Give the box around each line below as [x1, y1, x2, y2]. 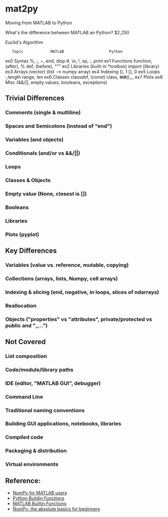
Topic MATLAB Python [12, 49, 123, 54]
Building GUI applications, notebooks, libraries [5, 420, 122, 427]
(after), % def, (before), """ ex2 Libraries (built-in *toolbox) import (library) [5, 63, 160, 69]
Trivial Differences [5, 94, 65, 102]
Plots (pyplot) [5, 231, 39, 238]
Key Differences [5, 246, 57, 255]
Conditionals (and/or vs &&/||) [5, 150, 81, 157]
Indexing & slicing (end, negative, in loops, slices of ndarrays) [5, 289, 159, 296]
